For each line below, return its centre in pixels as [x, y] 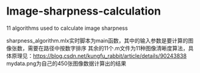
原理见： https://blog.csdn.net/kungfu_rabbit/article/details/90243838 [99, 55]
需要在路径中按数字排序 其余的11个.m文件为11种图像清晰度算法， [108, 48]
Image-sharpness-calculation [84, 11]
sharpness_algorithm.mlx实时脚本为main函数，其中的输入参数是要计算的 [97, 40]
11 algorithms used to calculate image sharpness [67, 28]
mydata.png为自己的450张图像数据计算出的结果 [66, 63]
